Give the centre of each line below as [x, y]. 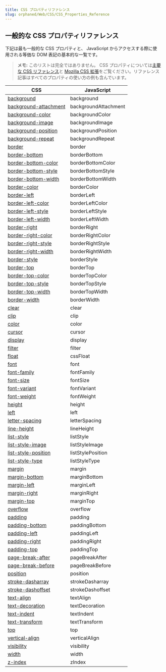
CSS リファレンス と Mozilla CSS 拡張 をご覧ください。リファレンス [91, 71]
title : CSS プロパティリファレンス [38, 10]
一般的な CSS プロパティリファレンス [62, 35]
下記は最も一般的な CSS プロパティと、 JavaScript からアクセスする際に [79, 49]
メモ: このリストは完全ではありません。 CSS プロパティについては [85, 65]
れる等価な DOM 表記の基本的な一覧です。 [57, 55]
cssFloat [80, 356]
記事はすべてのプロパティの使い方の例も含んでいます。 [73, 78]
